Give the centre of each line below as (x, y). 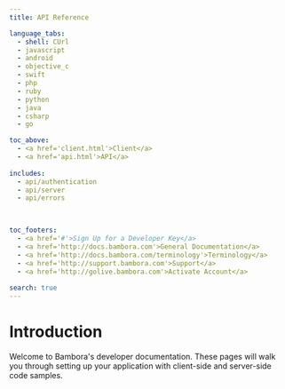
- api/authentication (57, 182)
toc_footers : (33, 230)
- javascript (41, 50)
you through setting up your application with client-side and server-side (141, 366)
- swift (32, 75)
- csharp (33, 116)
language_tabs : (37, 33)
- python (33, 99)
